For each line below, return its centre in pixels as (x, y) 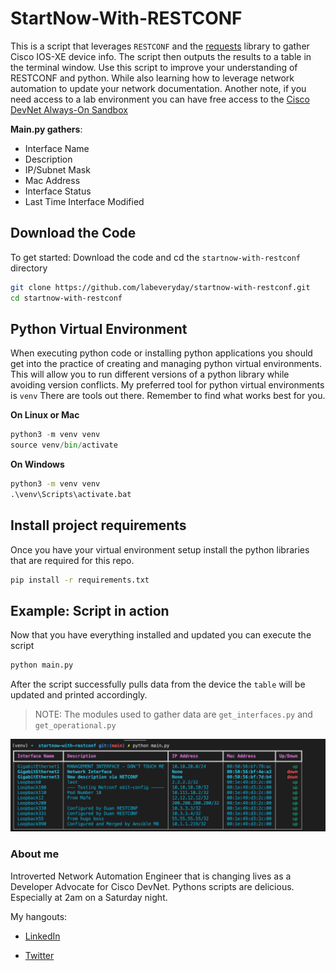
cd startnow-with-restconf (66, 298)
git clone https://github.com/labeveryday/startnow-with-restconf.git (160, 287)
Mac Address (52, 180)
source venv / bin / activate (64, 445)
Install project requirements (98, 525)
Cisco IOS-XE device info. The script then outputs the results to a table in (161, 56)
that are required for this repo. (72, 560)
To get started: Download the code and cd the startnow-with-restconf (155, 257)
